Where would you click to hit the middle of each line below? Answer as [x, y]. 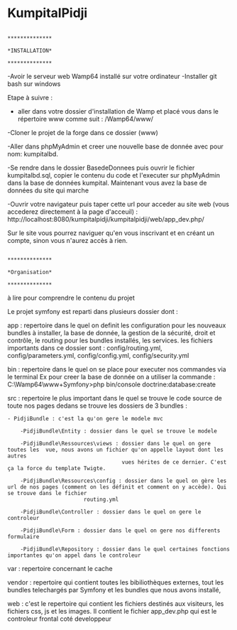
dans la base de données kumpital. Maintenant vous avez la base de [107, 183]
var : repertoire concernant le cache [60, 568]
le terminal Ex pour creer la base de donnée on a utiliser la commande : [111, 376]
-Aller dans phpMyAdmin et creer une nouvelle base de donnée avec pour [115, 146]
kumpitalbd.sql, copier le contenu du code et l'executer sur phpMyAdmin [114, 175]
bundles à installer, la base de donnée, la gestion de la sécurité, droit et [111, 332]
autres [17, 456]
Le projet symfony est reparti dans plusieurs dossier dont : [93, 311]
